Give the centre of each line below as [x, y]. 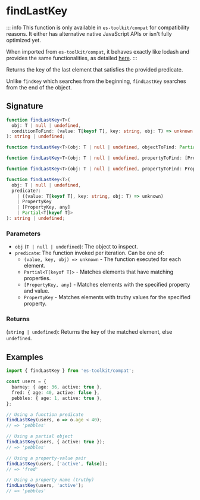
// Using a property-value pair [46, 458]
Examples [25, 357]
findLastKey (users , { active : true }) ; [56, 442]
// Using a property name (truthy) [50, 480]
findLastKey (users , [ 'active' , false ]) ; [57, 464]
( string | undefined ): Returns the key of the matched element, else [89, 332]
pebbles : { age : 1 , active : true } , [57, 398]
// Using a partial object [40, 436]
